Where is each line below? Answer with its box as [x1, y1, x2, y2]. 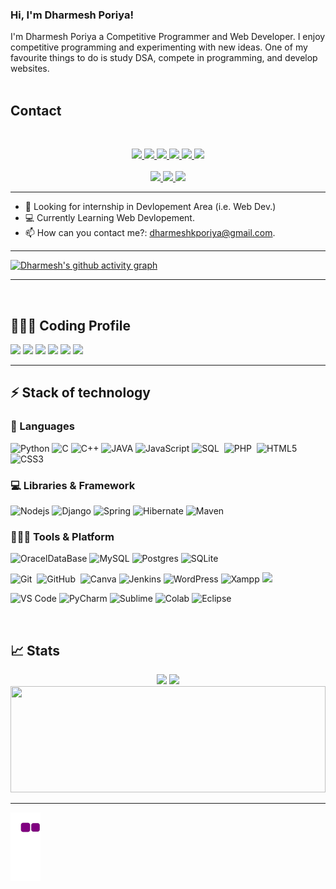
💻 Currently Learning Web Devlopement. [24, 212, 195, 224]
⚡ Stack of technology [10, 384, 151, 402]
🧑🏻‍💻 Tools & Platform [10, 529, 115, 543]
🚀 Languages [10, 419, 75, 433]
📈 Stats [10, 642, 61, 659]
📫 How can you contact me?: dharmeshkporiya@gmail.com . [24, 227, 276, 239]
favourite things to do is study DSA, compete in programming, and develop [10, 52, 318, 64]
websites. [10, 63, 50, 75]
